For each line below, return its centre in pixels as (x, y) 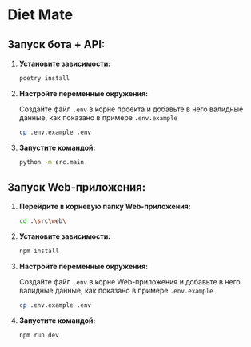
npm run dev (39, 335)
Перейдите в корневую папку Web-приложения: (105, 207)
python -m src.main (52, 162)
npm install (39, 251)
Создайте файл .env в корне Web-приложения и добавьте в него (129, 282)
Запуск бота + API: (56, 44)
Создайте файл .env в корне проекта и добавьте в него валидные (131, 109)
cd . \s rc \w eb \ (42, 221)
